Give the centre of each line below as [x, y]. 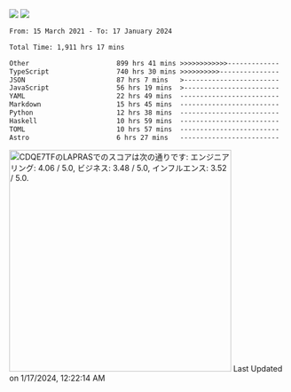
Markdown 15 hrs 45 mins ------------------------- [144, 105]
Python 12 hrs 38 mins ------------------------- [144, 113]
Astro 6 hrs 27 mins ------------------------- [144, 137]
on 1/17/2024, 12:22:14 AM [57, 378]
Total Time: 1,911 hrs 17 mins [67, 47]
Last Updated [258, 368]
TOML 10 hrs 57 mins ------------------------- [144, 129]
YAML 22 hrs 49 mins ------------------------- [144, 97]
